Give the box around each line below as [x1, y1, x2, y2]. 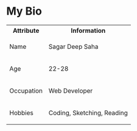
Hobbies [9, 108, 33, 117]
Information [71, 26, 106, 35]
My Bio [6, 4, 43, 18]
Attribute [12, 26, 40, 35]
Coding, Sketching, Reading [48, 108, 128, 117]
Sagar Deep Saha [48, 42, 99, 51]
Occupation [9, 87, 43, 95]
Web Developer [48, 87, 93, 95]
